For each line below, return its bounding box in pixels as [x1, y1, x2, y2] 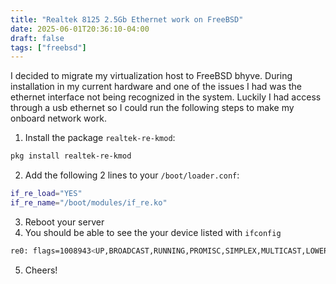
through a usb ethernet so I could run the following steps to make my [10, 102, 295, 114]
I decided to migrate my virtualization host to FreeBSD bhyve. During [10, 70, 293, 82]
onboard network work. [10, 112, 107, 125]
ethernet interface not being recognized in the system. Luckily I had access [10, 91, 322, 103]
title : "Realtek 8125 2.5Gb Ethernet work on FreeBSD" [10, 14, 244, 25]
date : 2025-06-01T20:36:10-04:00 [10, 24, 150, 34]
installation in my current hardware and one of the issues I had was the [10, 81, 303, 93]
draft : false [10, 33, 65, 43]
